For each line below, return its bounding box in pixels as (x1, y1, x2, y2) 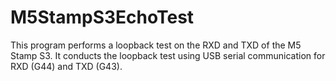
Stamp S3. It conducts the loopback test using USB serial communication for (10, 49, 326, 61)
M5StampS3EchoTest (10, 6, 195, 29)
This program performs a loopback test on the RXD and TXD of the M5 (10, 39, 302, 51)
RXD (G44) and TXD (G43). (10, 60, 123, 72)
